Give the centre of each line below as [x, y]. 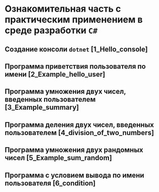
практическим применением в [74, 20]
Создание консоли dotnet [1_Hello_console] [76, 49]
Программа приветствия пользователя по [75, 66]
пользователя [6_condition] [50, 183]
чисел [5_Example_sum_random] [58, 158]
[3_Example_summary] [42, 107]
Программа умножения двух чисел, [65, 92]
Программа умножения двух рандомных [74, 150]
